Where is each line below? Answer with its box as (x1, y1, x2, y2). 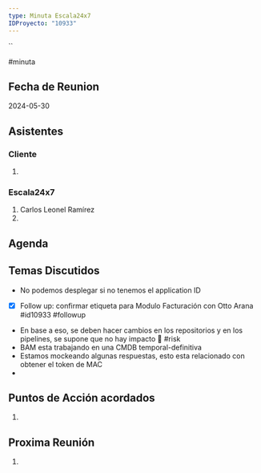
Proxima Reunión (8, 435, 95, 449)
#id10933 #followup (19, 309, 86, 319)
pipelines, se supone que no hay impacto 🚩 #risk (19, 334, 181, 343)
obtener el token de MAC (19, 359, 102, 369)
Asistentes (8, 124, 64, 138)
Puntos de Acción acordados (8, 390, 155, 405)
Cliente (8, 148, 38, 160)
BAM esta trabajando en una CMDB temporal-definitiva (19, 342, 203, 352)
